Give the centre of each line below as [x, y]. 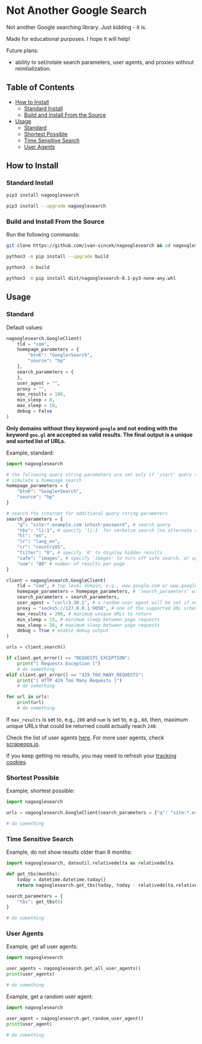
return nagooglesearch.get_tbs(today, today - [76, 885]
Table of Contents [41, 88]
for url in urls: [28, 697]
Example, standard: [30, 453]
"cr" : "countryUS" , [41, 547]
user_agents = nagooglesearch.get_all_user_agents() [74, 969]
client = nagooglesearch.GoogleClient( [56, 580]
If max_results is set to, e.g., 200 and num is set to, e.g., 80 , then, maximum [97, 719]
